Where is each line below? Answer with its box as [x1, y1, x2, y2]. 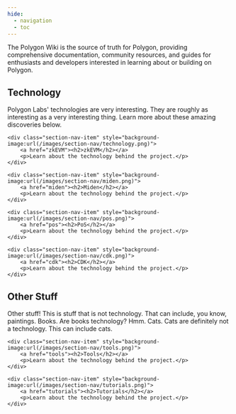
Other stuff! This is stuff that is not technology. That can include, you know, [7, 309, 227, 317]
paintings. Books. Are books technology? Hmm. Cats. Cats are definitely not [7, 317, 229, 325]
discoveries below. [7, 120, 62, 129]
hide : [7, 10, 23, 18]
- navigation [13, 17, 52, 24]
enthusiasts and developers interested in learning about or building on [7, 58, 212, 67]
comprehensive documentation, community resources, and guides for [7, 51, 211, 59]
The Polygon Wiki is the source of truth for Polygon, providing [7, 43, 188, 52]
